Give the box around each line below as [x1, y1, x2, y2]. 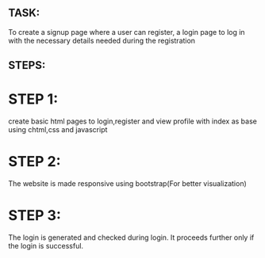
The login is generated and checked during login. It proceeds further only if [8, 233, 255, 242]
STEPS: [8, 59, 46, 72]
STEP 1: [8, 90, 59, 108]
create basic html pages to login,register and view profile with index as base [8, 116, 258, 126]
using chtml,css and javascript [8, 125, 108, 135]
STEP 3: [8, 207, 62, 225]
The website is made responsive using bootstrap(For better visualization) [8, 179, 248, 188]
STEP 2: [8, 153, 61, 171]
